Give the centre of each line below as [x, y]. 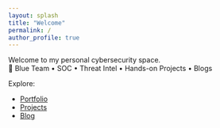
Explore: [22, 84]
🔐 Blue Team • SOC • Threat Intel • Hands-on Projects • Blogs [110, 69]
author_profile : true [44, 38]
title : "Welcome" [37, 23]
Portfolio [34, 99]
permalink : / [30, 30]
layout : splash [33, 15]
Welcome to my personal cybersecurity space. [85, 60]
